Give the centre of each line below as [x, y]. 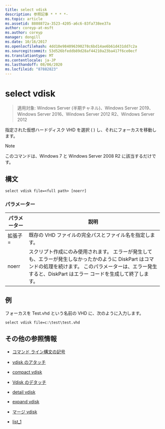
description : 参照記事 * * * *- [37, 14]
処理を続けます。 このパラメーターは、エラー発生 [100, 267]
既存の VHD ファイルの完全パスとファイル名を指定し [90, 235]
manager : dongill [23, 37]
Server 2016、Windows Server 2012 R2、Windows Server [96, 114]
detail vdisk [24, 392]
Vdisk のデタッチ [29, 382]
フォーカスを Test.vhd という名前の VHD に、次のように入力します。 [74, 313]
